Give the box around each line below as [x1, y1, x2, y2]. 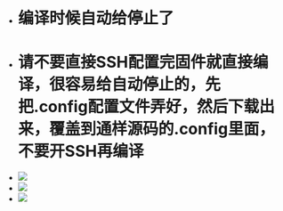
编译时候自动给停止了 [17, 8, 174, 28]
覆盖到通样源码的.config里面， [48, 119, 275, 139]
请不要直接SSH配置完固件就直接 [17, 53, 254, 72]
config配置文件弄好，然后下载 [38, 97, 260, 117]
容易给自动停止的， [64, 75, 206, 94]
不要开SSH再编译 [17, 142, 144, 161]
